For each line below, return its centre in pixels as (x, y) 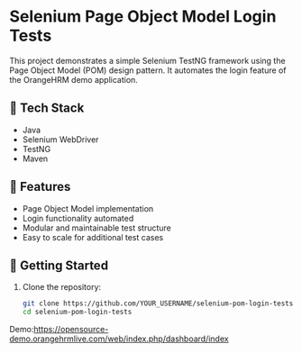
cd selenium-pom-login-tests (77, 312)
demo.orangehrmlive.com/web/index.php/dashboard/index (119, 339)
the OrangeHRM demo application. (73, 79)
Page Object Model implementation (88, 208)
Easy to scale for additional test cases (93, 237)
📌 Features (40, 187)
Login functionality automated (78, 218)
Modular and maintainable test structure (96, 228)
